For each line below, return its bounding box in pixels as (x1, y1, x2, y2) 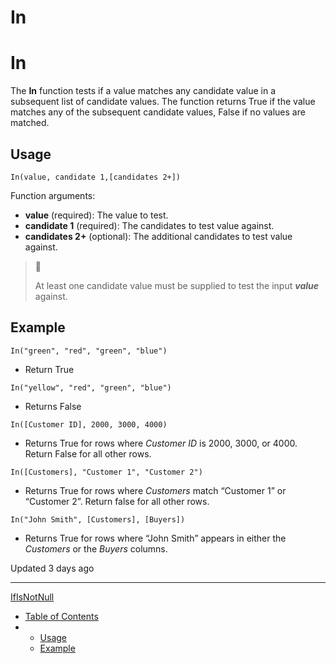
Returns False (24, 400, 82, 412)
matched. (10, 117, 50, 129)
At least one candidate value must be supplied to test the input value (34, 279, 319, 291)
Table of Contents (24, 610, 99, 622)
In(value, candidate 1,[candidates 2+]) (10, 172, 182, 182)
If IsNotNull (10, 591, 55, 603)
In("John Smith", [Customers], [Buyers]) (10, 514, 186, 525)
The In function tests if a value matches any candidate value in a (10, 85, 276, 97)
